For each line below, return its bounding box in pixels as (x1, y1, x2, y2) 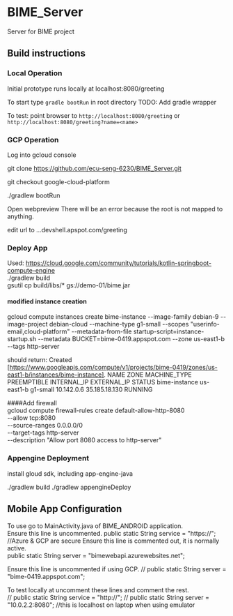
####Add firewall (7, 399, 57, 407)
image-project (7, 320, 48, 329)
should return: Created (7, 356, 72, 364)
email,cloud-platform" (7, 327, 70, 336)
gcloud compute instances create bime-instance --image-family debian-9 (7, 313, 219, 321)
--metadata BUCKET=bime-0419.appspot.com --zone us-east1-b (38, 335, 225, 343)
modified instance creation (7, 297, 87, 306)
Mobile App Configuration (7, 503, 122, 515)
